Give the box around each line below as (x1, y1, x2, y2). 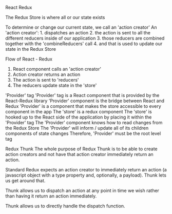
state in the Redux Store (5, 46, 56, 52)
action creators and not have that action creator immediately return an (5, 151, 154, 157)
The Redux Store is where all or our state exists (5, 14, 105, 20)
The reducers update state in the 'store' (12, 82, 97, 88)
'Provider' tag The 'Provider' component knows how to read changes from (5, 120, 163, 125)
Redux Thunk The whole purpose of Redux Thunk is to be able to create (5, 146, 158, 152)
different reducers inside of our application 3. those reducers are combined (5, 35, 165, 41)
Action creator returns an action (12, 71, 81, 77)
